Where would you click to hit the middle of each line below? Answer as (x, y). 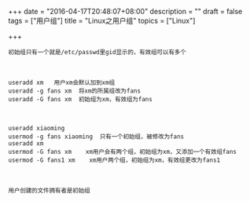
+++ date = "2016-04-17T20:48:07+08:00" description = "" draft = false (125, 11)
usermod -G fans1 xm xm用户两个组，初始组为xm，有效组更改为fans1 (114, 160)
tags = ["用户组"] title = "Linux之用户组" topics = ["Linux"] (102, 20)
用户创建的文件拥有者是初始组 (49, 191)
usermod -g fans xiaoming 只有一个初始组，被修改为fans (96, 137)
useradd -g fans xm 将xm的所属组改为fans (75, 91)
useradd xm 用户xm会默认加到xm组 (62, 82)
